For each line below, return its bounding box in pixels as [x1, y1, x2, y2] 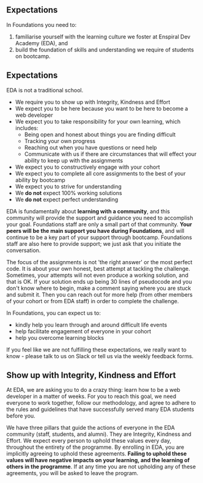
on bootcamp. [15, 52, 51, 60]
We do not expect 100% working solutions [15, 189, 122, 196]
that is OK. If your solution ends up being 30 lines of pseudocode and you [6, 278, 193, 285]
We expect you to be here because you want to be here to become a [15, 105, 188, 112]
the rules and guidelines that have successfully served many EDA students [6, 406, 194, 413]
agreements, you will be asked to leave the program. [6, 470, 139, 477]
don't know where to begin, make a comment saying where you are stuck [6, 284, 191, 292]
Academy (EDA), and [15, 39, 68, 46]
